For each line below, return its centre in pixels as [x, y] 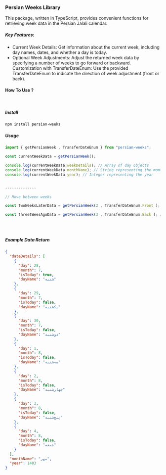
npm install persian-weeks [33, 124]
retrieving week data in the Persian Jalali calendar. [56, 23]
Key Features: [20, 35]
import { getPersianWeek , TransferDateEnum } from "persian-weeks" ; [78, 147]
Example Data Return [27, 239]
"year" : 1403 [23, 463]
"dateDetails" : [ [27, 256]
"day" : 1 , [28, 348]
